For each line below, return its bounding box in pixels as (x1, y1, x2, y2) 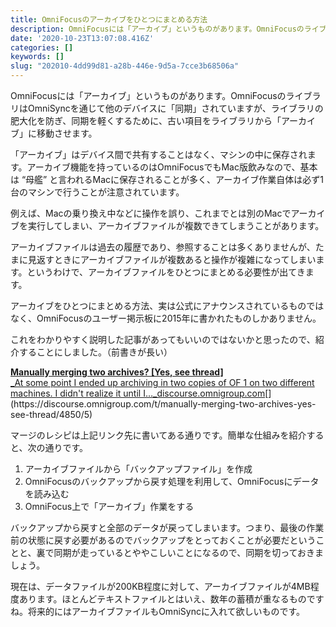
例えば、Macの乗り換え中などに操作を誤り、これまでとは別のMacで (10, 207, 292, 219)
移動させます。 (36, 127, 98, 139)
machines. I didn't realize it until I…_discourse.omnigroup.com (10, 387, 266, 399)
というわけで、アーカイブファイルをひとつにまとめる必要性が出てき (26, 266, 306, 278)
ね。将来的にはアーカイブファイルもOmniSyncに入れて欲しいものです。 (10, 606, 306, 617)
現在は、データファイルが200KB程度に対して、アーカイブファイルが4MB (10, 581, 311, 592)
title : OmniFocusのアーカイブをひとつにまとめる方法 (10, 14, 208, 25)
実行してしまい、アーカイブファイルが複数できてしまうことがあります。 (27, 220, 325, 231)
